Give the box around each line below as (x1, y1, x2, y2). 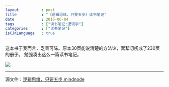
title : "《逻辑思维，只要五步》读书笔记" (5, 12, 107, 17)
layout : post (5, 7, 55, 13)
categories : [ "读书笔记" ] (5, 26, 70, 31)
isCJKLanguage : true (5, 31, 55, 36)
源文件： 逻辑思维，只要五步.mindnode (5, 76, 84, 82)
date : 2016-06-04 (5, 17, 69, 22)
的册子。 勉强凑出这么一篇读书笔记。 (5, 51, 81, 57)
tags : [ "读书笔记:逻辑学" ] (5, 21, 83, 27)
